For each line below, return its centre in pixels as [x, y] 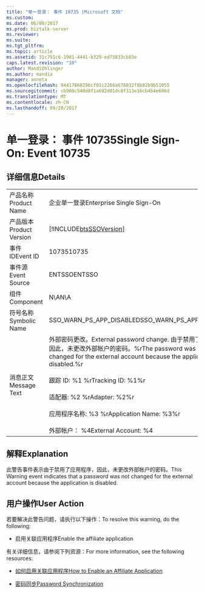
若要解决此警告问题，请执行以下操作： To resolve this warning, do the [93, 519]
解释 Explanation [37, 454]
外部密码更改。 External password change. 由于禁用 [122, 339]
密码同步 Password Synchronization [59, 584]
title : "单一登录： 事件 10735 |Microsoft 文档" [65, 12]
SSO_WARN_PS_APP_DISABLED [95, 320]
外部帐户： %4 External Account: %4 [101, 430]
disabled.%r [66, 364]
